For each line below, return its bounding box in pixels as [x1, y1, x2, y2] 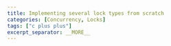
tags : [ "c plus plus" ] [7, 22, 72, 29]
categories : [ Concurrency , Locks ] [7, 16, 106, 23]
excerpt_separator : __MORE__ [7, 28, 91, 36]
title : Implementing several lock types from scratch [7, 9, 165, 17]
